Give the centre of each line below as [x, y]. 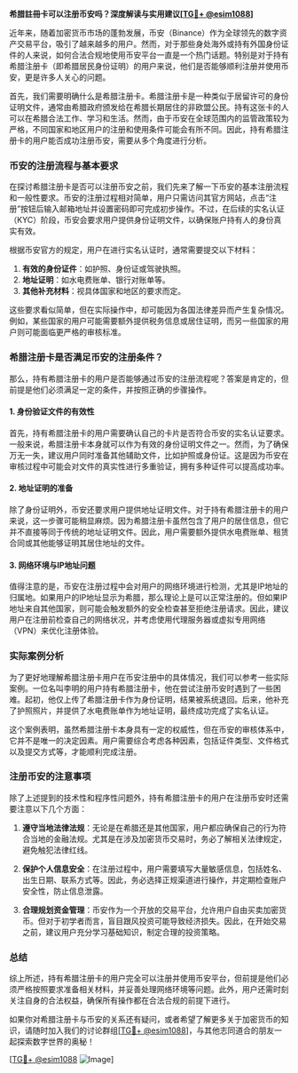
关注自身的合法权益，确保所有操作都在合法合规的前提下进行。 [122, 1001]
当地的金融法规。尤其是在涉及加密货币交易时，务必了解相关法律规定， [158, 839]
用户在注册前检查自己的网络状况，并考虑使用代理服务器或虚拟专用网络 [137, 620]
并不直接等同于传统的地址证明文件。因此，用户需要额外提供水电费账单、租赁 [149, 532]
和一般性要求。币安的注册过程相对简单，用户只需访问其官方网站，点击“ [139, 198]
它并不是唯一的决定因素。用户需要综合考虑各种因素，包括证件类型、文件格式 [149, 740]
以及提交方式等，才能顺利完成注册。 [75, 751]
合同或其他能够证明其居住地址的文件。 [79, 543]
